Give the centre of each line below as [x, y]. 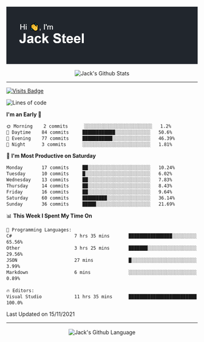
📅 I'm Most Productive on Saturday [51, 156]
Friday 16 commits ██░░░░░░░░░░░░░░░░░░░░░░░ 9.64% [89, 192]
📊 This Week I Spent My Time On [49, 216]
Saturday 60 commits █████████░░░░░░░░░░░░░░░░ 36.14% [90, 198]
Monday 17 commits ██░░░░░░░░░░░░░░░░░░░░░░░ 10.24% [90, 168]
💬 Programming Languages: [39, 230]
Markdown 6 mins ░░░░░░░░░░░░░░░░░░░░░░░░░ [102, 272]
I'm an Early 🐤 [24, 114]
